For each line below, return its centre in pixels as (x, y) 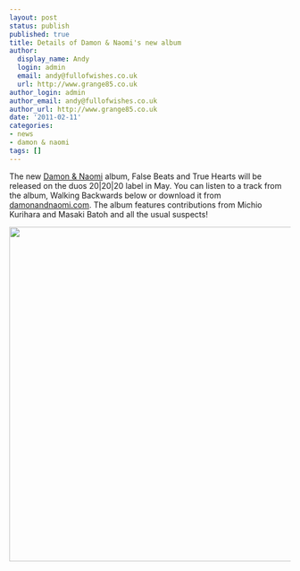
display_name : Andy (54, 59)
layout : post (33, 17)
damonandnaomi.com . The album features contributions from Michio (136, 205)
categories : (31, 126)
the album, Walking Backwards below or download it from (115, 195)
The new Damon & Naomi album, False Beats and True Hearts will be (135, 176)
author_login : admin (48, 92)
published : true (39, 34)
